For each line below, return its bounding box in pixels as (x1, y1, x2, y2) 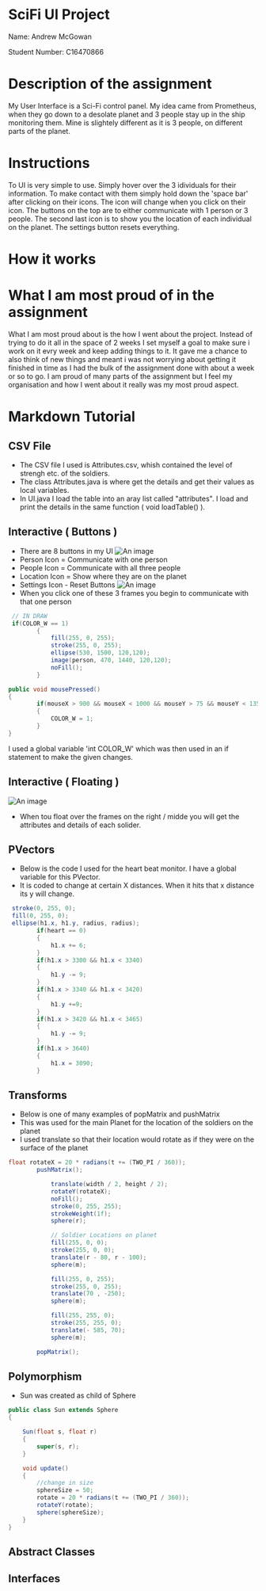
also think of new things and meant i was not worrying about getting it (8, 354, 236, 364)
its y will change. (19, 889, 75, 899)
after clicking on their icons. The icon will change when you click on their (8, 196, 246, 207)
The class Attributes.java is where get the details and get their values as (19, 477, 255, 486)
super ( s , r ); (36, 1442, 80, 1451)
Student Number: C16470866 (8, 47, 104, 56)
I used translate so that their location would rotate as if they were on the (19, 1135, 255, 1144)
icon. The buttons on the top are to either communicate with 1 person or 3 (8, 205, 249, 215)
